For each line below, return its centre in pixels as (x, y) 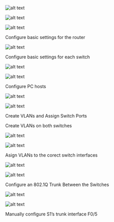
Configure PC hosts (26, 86)
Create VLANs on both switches (39, 126)
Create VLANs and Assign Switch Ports (46, 116)
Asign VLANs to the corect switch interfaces (51, 155)
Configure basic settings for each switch (48, 57)
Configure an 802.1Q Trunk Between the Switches (57, 184)
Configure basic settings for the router (45, 37)
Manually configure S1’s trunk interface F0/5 (51, 214)
